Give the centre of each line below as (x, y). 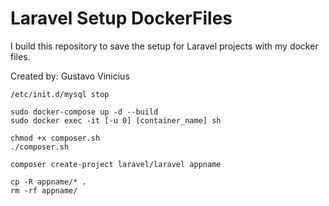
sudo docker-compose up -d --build (84, 112)
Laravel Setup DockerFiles (121, 18)
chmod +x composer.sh (55, 138)
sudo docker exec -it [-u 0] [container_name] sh (116, 120)
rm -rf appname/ (44, 190)
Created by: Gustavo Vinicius (70, 76)
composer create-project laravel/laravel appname (116, 164)
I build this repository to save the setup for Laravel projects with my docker (164, 46)
